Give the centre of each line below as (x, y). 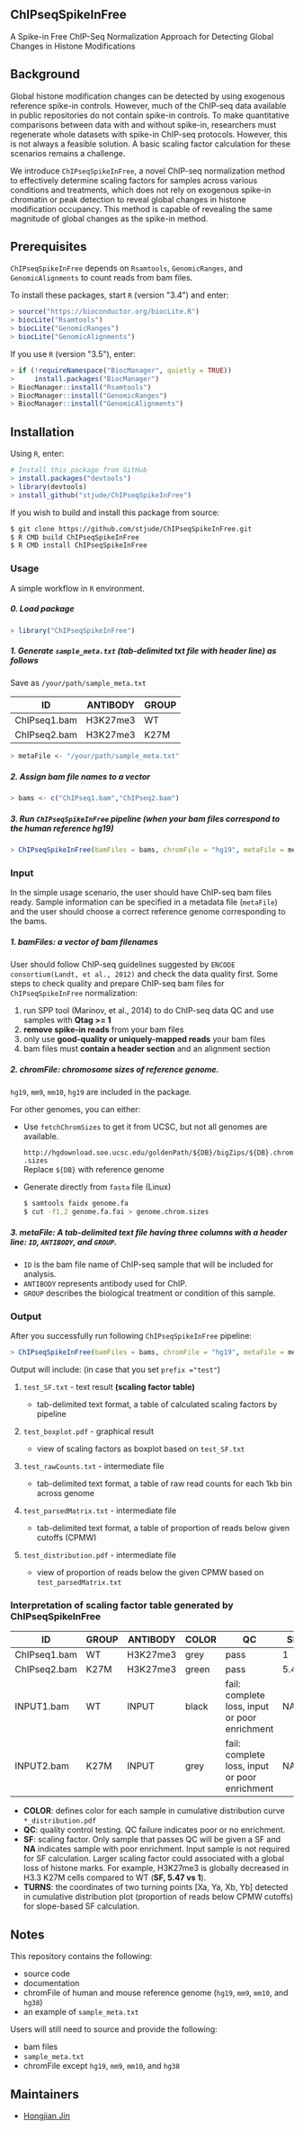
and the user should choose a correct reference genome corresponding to (148, 912)
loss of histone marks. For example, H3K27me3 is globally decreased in (156, 1868)
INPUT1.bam (42, 1707)
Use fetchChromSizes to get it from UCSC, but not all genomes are (145, 1127)
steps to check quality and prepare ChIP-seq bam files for (117, 984)
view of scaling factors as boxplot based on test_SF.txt (141, 1449)
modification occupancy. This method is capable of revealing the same (142, 209)
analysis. (40, 1274)
